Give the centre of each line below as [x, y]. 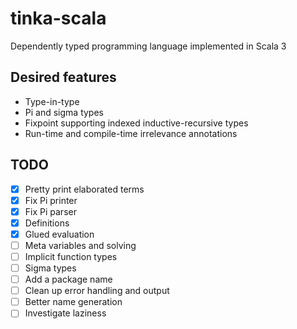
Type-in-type [52, 101]
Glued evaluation [59, 234]
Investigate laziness [65, 313]
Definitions [47, 223]
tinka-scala [58, 18]
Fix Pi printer [51, 200]
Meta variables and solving [80, 245]
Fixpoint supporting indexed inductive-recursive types [136, 123]
